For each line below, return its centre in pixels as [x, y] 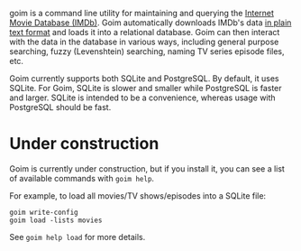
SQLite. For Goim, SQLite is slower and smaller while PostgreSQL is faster [146, 88]
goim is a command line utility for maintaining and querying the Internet [142, 13]
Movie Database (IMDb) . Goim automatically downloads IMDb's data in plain [150, 23]
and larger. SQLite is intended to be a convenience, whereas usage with [143, 98]
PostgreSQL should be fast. [60, 107]
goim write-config [44, 212]
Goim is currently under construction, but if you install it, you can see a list [147, 168]
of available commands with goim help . [82, 178]
